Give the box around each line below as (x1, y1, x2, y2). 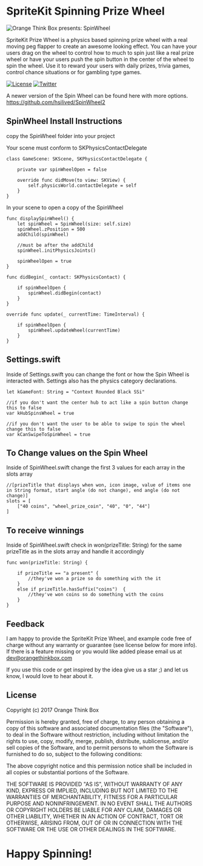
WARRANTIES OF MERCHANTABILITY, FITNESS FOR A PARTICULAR (6, 793, 178, 800)
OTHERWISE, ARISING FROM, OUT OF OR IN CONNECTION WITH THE (6, 819, 183, 826)
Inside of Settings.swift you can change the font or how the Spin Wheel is (6, 370, 190, 378)
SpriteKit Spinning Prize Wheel (6, 4, 165, 18)
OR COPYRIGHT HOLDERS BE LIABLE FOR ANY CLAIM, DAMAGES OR (6, 806, 182, 813)
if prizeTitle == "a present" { (17, 570, 99, 577)
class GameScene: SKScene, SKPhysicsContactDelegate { (6, 156, 148, 162)
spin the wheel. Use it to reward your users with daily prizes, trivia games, (6, 62, 191, 69)
